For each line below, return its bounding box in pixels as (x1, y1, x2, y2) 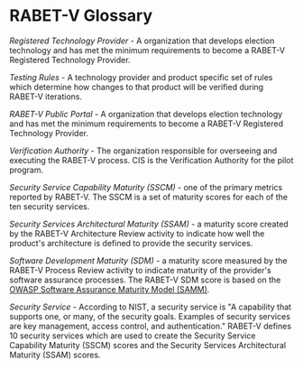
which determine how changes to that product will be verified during (9, 81, 264, 92)
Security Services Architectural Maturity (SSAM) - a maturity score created (9, 218, 289, 229)
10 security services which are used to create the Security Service (9, 330, 256, 341)
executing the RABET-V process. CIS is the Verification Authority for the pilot (9, 154, 294, 165)
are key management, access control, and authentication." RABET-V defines (9, 320, 291, 331)
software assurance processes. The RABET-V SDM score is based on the (9, 274, 281, 285)
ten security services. (9, 200, 90, 212)
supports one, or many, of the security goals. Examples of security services (9, 310, 291, 321)
